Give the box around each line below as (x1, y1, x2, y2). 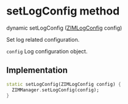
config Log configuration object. (6, 47, 88, 55)
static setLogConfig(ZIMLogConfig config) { (6, 81, 121, 87)
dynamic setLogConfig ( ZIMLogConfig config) (6, 24, 123, 31)
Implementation (6, 65, 68, 76)
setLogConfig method (6, 4, 120, 18)
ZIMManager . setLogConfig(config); (12, 86, 99, 93)
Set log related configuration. (6, 36, 80, 43)
